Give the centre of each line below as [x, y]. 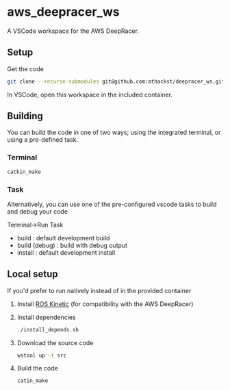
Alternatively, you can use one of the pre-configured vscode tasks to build [112, 204]
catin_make [33, 381]
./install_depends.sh [48, 329]
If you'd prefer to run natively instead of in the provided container [99, 290]
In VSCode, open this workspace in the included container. [90, 94]
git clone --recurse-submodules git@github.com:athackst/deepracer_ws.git [116, 81]
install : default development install [66, 252]
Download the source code [55, 342]
